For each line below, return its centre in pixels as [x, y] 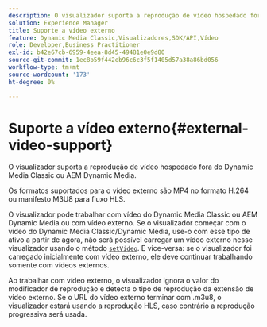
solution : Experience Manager [58, 23]
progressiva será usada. [48, 314]
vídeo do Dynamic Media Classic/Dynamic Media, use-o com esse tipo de [129, 232]
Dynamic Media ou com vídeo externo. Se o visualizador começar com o [127, 223]
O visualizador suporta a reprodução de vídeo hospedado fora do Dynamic [131, 167]
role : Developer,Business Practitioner [74, 45]
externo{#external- [183, 128]
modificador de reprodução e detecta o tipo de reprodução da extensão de [131, 289]
